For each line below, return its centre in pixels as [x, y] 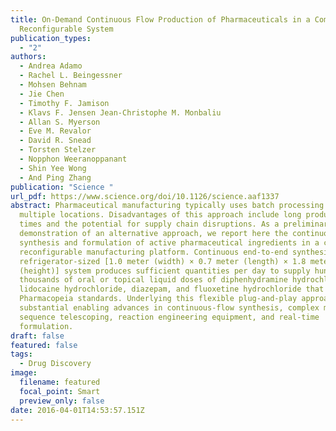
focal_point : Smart [60, 391]
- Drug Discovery [55, 364]
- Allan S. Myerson [60, 122]
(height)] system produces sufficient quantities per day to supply [165, 271]
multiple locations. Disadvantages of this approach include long [160, 215]
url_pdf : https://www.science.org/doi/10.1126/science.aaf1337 [145, 196]
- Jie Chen [42, 94]
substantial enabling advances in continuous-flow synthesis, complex [169, 308]
